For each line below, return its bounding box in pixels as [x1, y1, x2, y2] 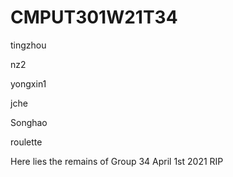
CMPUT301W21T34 [10, 6, 178, 29]
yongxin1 [10, 77, 47, 90]
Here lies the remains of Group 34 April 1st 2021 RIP [10, 155, 224, 167]
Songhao [10, 116, 48, 128]
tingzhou [10, 39, 47, 51]
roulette [10, 136, 43, 148]
